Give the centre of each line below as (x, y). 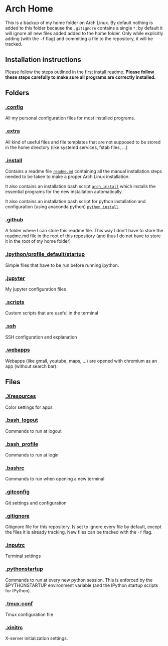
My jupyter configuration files (36, 289)
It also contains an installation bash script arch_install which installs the (80, 187)
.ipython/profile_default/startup (45, 254)
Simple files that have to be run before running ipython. (62, 265)
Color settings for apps (29, 407)
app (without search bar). (31, 366)
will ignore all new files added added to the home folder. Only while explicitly (84, 33)
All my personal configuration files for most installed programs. (70, 118)
